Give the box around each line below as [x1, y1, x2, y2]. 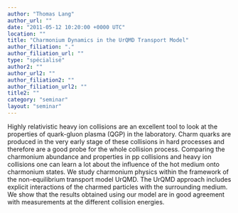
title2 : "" [7, 89, 40, 97]
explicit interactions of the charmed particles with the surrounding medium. [7, 182, 228, 191]
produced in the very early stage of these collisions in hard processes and [7, 137, 225, 146]
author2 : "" [7, 63, 43, 70]
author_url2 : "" [7, 70, 55, 77]
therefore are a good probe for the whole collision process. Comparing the [7, 145, 225, 153]
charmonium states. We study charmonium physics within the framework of [7, 168, 229, 176]
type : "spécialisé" [7, 57, 65, 64]
